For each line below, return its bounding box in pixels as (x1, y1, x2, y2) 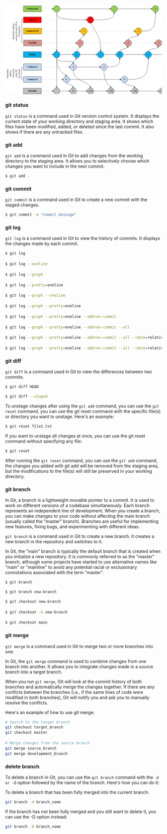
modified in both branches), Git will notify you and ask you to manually (5, 694, 150, 700)
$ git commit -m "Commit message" (5, 212, 77, 217)
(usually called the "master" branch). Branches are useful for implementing (5, 518, 159, 524)
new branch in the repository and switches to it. (5, 539, 103, 545)
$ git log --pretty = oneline (5, 282, 64, 287)
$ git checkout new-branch (5, 599, 61, 604)
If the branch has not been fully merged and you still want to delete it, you (5, 809, 157, 815)
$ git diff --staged (5, 394, 48, 399)
